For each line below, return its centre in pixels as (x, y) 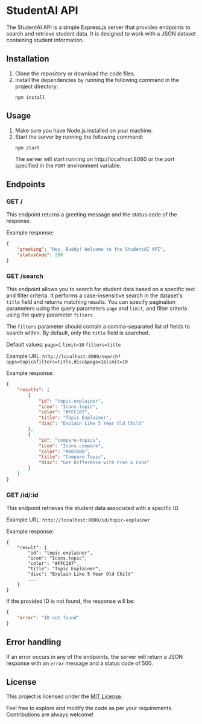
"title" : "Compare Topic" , (72, 457)
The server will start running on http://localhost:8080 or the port (95, 159)
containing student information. (45, 40)
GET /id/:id (22, 495)
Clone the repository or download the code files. (75, 74)
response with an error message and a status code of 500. (80, 663)
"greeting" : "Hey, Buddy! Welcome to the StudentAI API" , (91, 250)
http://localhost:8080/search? (81, 357)
